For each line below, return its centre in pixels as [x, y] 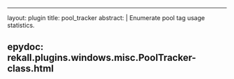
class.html [31, 69]
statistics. [21, 25]
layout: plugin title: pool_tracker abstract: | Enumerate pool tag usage [106, 18]
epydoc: [25, 47]
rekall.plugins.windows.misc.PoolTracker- [102, 58]
